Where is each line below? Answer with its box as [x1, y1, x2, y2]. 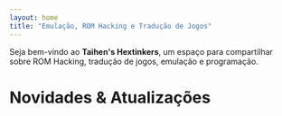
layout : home [9, 13, 59, 22]
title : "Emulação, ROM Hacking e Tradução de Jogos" [9, 22, 212, 31]
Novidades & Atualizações [9, 87, 211, 108]
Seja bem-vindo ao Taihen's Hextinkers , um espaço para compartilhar [9, 46, 274, 57]
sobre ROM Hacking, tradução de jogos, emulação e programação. [9, 56, 259, 67]
